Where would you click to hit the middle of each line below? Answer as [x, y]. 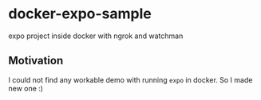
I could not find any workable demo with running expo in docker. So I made [130, 79]
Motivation [36, 61]
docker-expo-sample [80, 14]
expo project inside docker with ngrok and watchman [96, 36]
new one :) [26, 88]
